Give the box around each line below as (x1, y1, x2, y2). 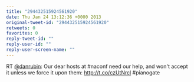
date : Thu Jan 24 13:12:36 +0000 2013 (6, 14, 101, 20)
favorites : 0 (6, 30, 38, 36)
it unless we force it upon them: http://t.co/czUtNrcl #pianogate (6, 69, 160, 76)
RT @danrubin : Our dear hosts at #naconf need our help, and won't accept (6, 63, 188, 70)
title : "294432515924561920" (6, 8, 78, 15)
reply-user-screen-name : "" (6, 47, 75, 53)
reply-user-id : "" (6, 42, 51, 47)
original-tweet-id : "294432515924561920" (6, 19, 110, 25)
